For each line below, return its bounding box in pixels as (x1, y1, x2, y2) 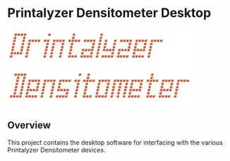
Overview (7, 119, 52, 131)
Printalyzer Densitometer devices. (7, 145, 106, 154)
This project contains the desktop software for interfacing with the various (7, 138, 224, 146)
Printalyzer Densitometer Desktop (7, 5, 212, 21)
